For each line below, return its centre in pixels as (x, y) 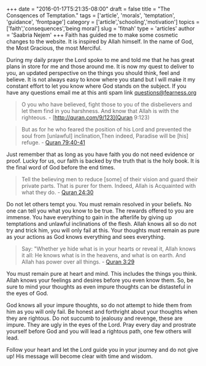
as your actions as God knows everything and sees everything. (86, 237)
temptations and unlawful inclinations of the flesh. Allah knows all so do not (101, 224)
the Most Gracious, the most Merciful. (54, 48)
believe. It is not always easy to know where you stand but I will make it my (101, 80)
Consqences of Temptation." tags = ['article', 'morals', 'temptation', (91, 15)
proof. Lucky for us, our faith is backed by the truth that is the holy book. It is (103, 161)
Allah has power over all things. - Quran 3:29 (78, 262)
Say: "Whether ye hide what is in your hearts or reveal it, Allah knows (109, 249)
